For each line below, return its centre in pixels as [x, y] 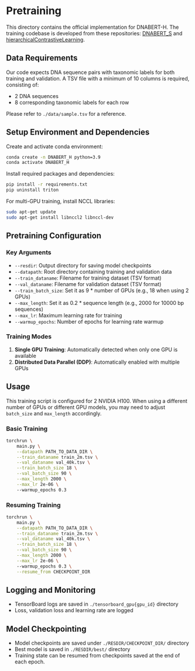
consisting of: [23, 85]
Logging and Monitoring [51, 590]
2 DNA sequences [36, 96]
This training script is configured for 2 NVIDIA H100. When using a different [97, 401]
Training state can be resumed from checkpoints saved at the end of [97, 656]
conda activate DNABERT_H [37, 163]
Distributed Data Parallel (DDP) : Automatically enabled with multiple [97, 362]
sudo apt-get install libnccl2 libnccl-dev [60, 217]
